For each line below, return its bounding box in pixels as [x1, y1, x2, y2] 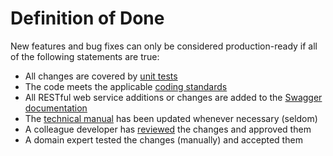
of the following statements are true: [10, 50, 160, 62]
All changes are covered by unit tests [24, 70, 178, 82]
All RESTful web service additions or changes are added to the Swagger [24, 91, 323, 103]
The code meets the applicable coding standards [24, 80, 228, 92]
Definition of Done [10, 7, 165, 30]
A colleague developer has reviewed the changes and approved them [24, 123, 312, 135]
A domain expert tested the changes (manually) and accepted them [24, 133, 303, 146]
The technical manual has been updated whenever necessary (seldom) [24, 112, 318, 124]
